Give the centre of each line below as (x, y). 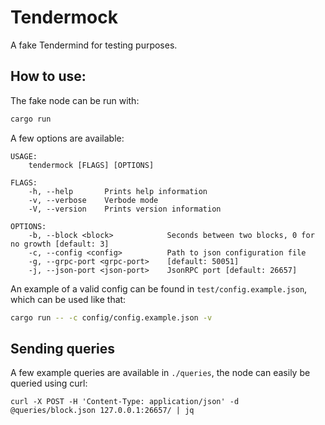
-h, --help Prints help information (118, 191)
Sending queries (63, 348)
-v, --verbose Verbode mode (93, 200)
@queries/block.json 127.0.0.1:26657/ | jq (102, 411)
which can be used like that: (68, 299)
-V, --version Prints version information (125, 209)
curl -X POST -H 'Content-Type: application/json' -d (125, 402)
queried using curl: (49, 383)
